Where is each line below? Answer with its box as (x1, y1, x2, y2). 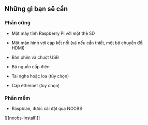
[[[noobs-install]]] (4, 115, 40, 121)
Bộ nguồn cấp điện (11, 63, 50, 69)
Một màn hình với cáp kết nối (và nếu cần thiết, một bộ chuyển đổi (11, 40, 144, 46)
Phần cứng (4, 19, 31, 26)
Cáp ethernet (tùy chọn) (11, 82, 60, 88)
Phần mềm (4, 94, 30, 101)
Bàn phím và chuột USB (11, 54, 59, 60)
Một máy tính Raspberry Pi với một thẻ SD (11, 30, 95, 36)
